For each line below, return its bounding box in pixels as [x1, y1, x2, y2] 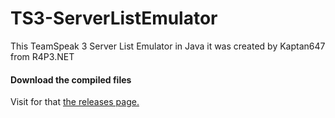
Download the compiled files [10, 73, 132, 86]
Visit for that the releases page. [10, 96, 140, 108]
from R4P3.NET [10, 50, 75, 62]
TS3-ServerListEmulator [10, 7, 218, 30]
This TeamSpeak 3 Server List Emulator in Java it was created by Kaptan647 [10, 40, 326, 52]
